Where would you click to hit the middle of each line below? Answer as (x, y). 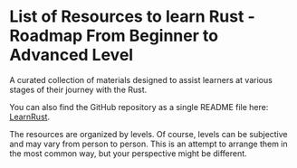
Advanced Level (72, 55)
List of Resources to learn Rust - (132, 17)
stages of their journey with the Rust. (78, 89)
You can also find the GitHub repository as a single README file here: (139, 107)
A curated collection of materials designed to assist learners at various (141, 79)
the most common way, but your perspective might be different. (128, 153)
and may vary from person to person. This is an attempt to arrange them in (148, 144)
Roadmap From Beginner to (114, 36)
